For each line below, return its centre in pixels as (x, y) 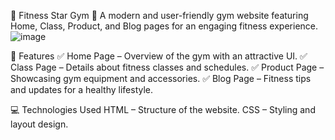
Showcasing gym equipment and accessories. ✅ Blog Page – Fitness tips (161, 78)
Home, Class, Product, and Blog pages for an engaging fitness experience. (164, 26)
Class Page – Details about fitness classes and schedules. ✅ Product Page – (167, 67)
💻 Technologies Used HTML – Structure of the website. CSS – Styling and (163, 109)
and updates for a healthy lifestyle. (82, 89)
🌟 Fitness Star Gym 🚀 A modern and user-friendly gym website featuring (159, 15)
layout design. (39, 124)
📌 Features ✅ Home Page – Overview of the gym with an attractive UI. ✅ (159, 56)
